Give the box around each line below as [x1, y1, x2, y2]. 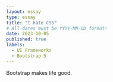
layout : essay [6, 8, 42, 15]
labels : [6, 42, 26, 48]
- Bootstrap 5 [11, 53, 46, 59]
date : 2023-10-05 [6, 31, 49, 37]
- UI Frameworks [11, 48, 52, 53]
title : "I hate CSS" [6, 20, 58, 26]
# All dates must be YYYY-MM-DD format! [6, 25, 108, 31]
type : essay [6, 14, 36, 20]
